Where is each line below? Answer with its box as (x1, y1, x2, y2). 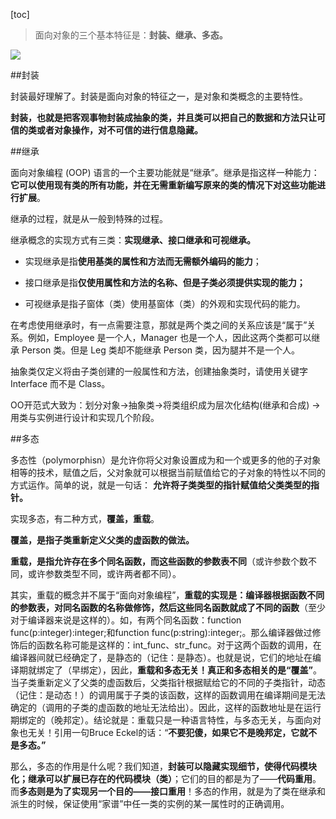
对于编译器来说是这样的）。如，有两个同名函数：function (10, 614, 242, 626)
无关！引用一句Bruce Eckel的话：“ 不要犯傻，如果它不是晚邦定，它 (27, 727, 300, 738)
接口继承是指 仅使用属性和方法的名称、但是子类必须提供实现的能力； (24, 277, 306, 288)
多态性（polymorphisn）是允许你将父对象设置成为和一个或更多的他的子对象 (10, 454, 322, 466)
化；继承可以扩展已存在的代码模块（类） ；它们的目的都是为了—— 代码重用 (10, 773, 313, 784)
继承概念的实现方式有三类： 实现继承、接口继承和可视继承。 (10, 234, 256, 246)
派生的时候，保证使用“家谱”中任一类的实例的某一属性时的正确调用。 (10, 798, 290, 809)
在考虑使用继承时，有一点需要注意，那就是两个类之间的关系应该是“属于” (10, 319, 308, 331)
